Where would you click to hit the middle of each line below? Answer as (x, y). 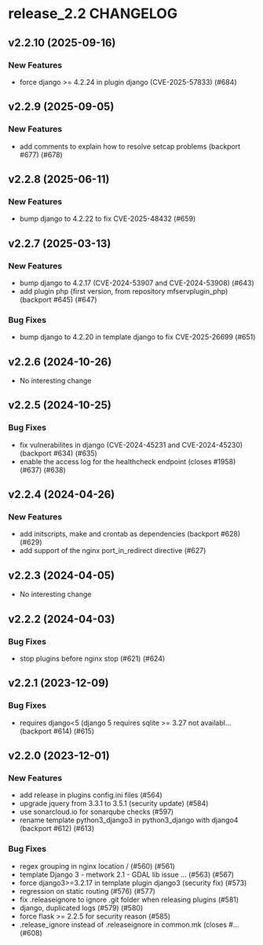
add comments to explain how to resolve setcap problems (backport (130, 146)
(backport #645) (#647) (58, 299)
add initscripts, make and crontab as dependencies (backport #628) (130, 534)
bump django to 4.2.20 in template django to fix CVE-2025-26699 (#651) (137, 337)
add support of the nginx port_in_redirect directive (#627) (113, 551)
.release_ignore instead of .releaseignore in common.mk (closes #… (129, 925)
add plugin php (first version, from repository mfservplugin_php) (124, 291)
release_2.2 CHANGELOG (93, 14)
